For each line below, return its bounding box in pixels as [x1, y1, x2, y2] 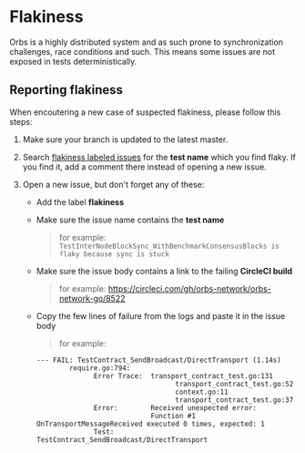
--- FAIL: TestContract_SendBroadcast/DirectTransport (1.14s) [36, 355, 282, 365]
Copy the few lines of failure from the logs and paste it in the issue [36, 310, 286, 321]
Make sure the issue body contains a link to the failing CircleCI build [36, 265, 293, 276]
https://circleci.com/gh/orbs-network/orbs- [107, 283, 271, 293]
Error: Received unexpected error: [93, 403, 258, 412]
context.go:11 [175, 387, 229, 396]
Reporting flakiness [9, 82, 124, 98]
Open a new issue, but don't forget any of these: [22, 179, 205, 190]
